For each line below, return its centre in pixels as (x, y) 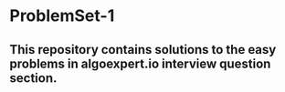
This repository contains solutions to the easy (143, 50)
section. (33, 78)
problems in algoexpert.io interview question (140, 63)
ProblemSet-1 (62, 16)
